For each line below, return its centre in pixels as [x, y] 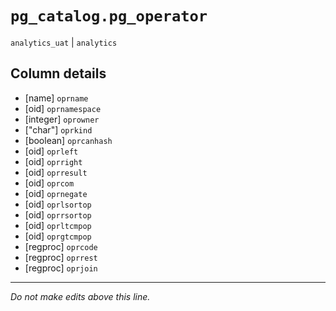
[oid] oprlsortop [58, 204]
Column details [58, 73]
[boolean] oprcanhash [68, 140]
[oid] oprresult [56, 172]
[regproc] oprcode [61, 246]
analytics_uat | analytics [64, 42]
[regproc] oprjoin [61, 268]
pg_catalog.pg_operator [109, 16]
